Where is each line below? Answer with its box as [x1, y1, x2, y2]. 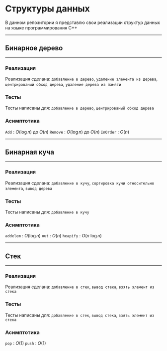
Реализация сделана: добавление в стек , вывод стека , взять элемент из [5, 284, 155, 290]
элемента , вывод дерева [5, 185, 53, 191]
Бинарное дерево [5, 44, 63, 52]
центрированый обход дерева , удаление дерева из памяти [5, 81, 122, 87]
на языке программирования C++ [5, 24, 78, 30]
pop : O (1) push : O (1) [5, 340, 46, 347]
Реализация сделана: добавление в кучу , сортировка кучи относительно [5, 180, 155, 186]
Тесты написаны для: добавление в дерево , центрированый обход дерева [5, 105, 154, 111]
